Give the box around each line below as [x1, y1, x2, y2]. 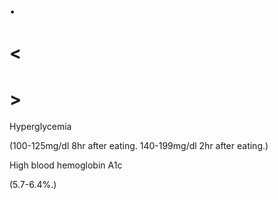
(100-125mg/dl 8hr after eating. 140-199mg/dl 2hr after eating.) [9, 140, 269, 152]
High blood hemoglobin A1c [9, 159, 123, 171]
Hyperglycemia [9, 121, 72, 133]
